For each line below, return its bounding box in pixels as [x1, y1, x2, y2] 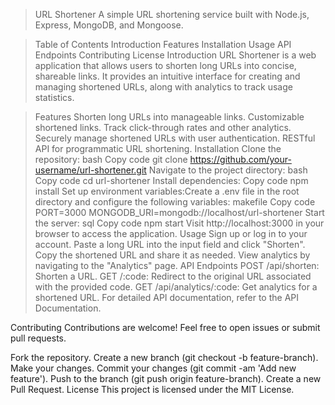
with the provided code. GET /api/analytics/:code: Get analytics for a [34, 281, 318, 293]
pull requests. [10, 332, 67, 344]
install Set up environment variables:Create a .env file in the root [34, 185, 300, 197]
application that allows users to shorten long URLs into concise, [34, 60, 297, 71]
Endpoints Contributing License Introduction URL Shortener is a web [34, 49, 317, 61]
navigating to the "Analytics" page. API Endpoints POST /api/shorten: [34, 260, 320, 271]
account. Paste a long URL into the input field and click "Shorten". [34, 239, 306, 250]
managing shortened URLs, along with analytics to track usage [34, 81, 293, 93]
